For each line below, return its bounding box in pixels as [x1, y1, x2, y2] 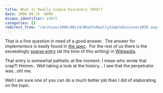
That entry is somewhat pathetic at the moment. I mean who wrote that [5, 58, 147, 64]
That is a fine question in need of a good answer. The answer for [5, 38, 136, 44]
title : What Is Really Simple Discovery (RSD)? [5, 7, 103, 12]
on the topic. [5, 82, 31, 88]
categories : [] [5, 20, 36, 26]
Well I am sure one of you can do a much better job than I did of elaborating [5, 78, 156, 83]
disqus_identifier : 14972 [5, 16, 57, 21]
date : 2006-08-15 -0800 [5, 12, 53, 16]
